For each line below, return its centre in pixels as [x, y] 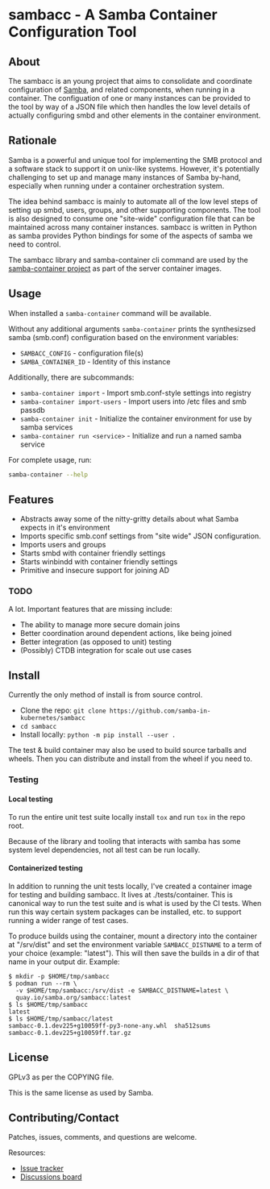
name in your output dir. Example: [64, 962]
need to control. [35, 244]
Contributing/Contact [64, 1118]
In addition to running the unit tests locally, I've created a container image [130, 886]
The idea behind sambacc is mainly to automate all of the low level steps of [133, 201]
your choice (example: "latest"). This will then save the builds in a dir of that [134, 953]
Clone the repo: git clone [63, 710]
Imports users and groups [63, 545]
